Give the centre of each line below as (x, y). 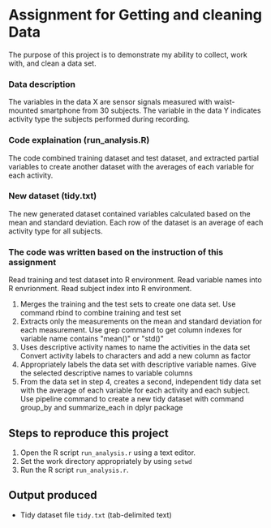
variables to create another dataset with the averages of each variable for (131, 166)
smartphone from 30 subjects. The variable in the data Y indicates (151, 110)
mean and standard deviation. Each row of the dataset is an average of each (136, 222)
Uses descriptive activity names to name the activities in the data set (135, 347)
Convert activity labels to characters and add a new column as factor (135, 356)
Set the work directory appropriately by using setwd (106, 461)
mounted (24, 110)
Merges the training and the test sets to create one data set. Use (128, 304)
